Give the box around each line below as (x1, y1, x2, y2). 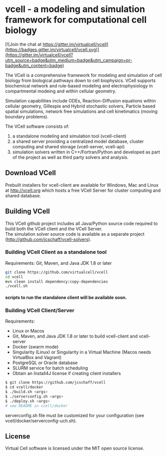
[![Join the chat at (5, 41, 42, 47)
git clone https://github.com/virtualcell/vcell (5, 270, 108, 275)
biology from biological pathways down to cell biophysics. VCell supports (5, 77, 156, 83)
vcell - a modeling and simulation (5, 3, 146, 15)
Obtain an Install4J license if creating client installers (12, 371, 121, 377)
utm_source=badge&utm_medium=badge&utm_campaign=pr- (5, 57, 133, 63)
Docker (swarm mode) (12, 344, 59, 350)
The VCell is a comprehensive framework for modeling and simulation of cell (5, 72, 162, 78)
